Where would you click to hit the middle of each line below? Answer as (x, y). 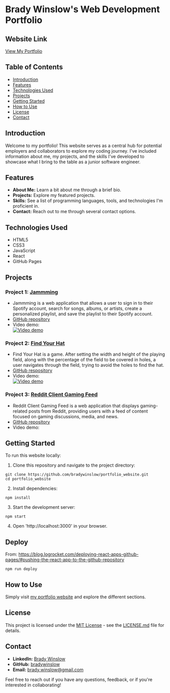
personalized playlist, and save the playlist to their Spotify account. (83, 313)
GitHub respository (32, 370)
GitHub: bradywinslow (36, 664)
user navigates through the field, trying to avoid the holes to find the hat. (88, 365)
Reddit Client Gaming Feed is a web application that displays (76, 406)
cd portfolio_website (28, 479)
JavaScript (24, 251)
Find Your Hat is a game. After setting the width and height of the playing (89, 354)
